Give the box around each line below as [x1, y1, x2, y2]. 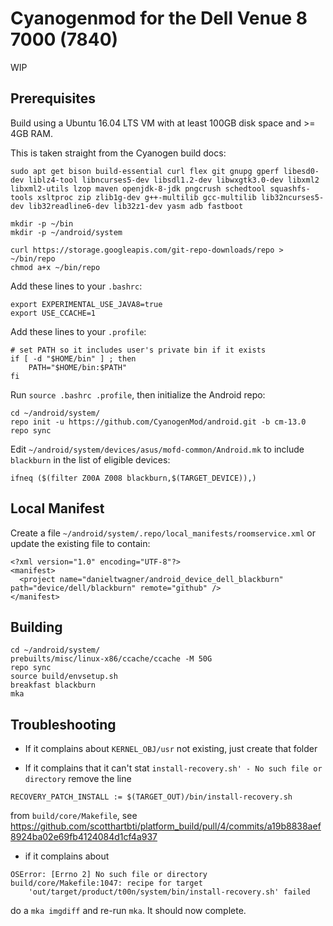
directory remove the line [24, 773, 132, 785]
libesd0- [283, 166, 320, 176]
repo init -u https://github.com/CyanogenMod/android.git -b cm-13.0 [10, 417, 307, 427]
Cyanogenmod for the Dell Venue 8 [10, 7, 308, 30]
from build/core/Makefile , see [10, 810, 138, 822]
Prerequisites [10, 90, 96, 107]
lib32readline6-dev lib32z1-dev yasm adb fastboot [28, 201, 244, 211]
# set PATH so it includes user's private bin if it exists [10, 345, 267, 355]
